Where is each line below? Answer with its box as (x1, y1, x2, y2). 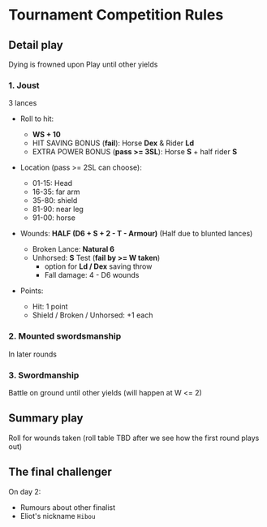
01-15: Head (32, 179, 73, 188)
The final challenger (8, 465, 112, 479)
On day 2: (8, 486, 41, 496)
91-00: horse (32, 213, 75, 222)
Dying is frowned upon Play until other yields (8, 59, 158, 69)
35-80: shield (32, 196, 78, 205)
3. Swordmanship (8, 369, 80, 381)
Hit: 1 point (32, 302, 68, 312)
